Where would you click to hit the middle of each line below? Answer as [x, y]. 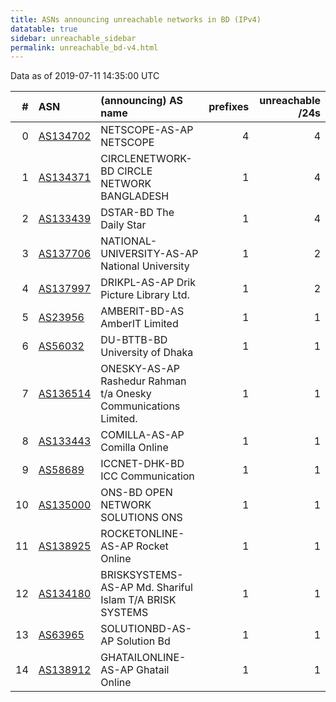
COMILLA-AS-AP [142, 435]
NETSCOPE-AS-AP [147, 130]
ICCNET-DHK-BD [142, 464]
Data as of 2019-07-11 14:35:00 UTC [85, 76]
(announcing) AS [142, 101]
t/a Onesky [126, 394]
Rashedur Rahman [143, 381]
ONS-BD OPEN [136, 493]
